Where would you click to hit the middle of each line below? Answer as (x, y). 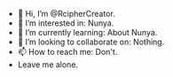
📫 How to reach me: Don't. (67, 52)
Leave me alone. (47, 65)
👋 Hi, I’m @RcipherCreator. (66, 14)
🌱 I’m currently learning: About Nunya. (87, 32)
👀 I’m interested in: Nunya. (66, 23)
